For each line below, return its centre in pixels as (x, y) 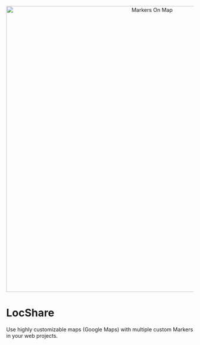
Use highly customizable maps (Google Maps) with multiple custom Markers (100, 329)
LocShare (30, 313)
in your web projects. (32, 335)
